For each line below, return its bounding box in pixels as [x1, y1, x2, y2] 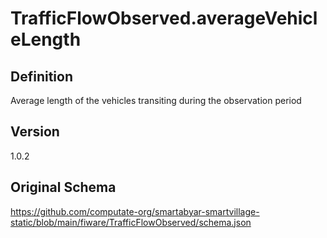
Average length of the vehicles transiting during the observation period [10, 95, 302, 106]
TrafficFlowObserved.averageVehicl [10, 7, 318, 30]
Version [10, 123, 60, 141]
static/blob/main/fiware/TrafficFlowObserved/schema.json [10, 216, 252, 228]
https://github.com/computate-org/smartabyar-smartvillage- [10, 205, 260, 217]
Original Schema [10, 179, 117, 196]
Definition [10, 68, 73, 85]
